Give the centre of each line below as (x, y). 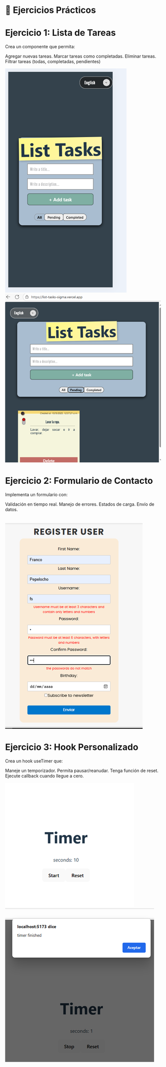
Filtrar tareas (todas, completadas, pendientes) (53, 62)
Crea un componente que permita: (40, 47)
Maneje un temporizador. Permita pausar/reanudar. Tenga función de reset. (82, 770)
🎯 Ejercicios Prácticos (51, 10)
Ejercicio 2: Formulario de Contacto (79, 481)
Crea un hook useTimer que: (34, 761)
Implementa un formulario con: (37, 494)
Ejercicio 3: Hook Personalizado (72, 747)
